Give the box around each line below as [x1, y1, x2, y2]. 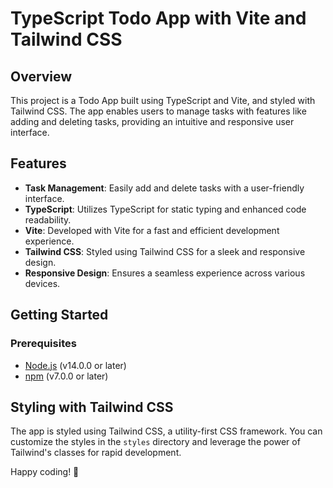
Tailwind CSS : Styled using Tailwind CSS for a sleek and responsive [24, 245, 306, 257]
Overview [10, 68, 73, 85]
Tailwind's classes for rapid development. [10, 447, 182, 459]
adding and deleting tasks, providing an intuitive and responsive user [10, 116, 295, 127]
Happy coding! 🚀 [10, 466, 80, 478]
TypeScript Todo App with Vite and [10, 7, 307, 30]
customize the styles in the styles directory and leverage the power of [10, 436, 301, 448]
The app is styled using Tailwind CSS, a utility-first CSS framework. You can [10, 425, 323, 437]
